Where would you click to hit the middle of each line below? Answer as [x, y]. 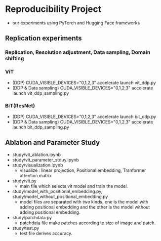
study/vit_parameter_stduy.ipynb [45, 160]
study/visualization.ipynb [38, 165]
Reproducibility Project [53, 9]
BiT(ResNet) [20, 106]
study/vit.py [24, 181]
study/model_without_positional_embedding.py [60, 197]
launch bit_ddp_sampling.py [40, 127]
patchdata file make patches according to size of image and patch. [88, 223]
